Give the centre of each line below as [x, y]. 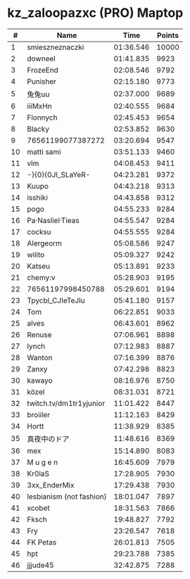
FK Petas [42, 542]
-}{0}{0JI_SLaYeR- [59, 174]
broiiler [39, 414]
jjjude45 [40, 565]
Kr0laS [38, 473]
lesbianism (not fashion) [67, 496]
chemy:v [41, 277]
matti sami [44, 151]
